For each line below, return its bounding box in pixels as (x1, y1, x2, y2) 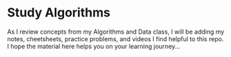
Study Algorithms (7, 5, 110, 21)
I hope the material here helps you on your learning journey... (7, 42, 181, 50)
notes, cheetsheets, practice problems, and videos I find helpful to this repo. (7, 34, 224, 43)
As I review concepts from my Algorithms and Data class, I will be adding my (7, 27, 225, 36)
